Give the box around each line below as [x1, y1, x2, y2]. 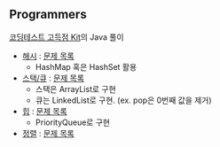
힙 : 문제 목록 [21, 105, 68, 116]
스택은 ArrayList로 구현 [35, 83, 117, 94]
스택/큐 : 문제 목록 [21, 73, 84, 83]
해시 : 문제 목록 [21, 50, 75, 61]
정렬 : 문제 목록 [21, 128, 75, 138]
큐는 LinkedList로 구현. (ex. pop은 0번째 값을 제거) [35, 95, 212, 105]
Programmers [9, 7, 87, 22]
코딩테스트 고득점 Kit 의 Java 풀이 [9, 31, 124, 43]
